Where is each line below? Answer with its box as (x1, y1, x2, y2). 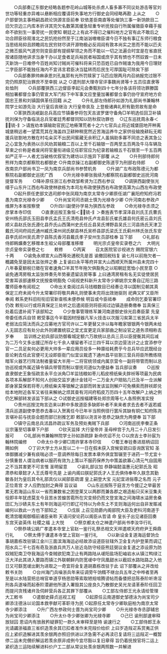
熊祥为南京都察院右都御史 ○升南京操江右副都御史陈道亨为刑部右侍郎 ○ (5, 159, 160, 165)
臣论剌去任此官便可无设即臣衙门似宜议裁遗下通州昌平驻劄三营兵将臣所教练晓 (5, 352, 162, 358)
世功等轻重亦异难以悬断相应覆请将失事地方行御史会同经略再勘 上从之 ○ (5, 10, 160, 16)
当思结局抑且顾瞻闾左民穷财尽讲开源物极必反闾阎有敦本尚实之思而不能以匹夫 (5, 42, 162, 47)
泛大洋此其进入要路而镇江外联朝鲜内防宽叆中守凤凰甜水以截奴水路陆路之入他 (5, 557, 162, 563)
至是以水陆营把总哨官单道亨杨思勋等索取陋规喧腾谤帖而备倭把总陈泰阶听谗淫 (5, 576, 162, 581)
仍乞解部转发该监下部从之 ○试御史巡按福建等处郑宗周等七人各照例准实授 (5, 395, 154, 401)
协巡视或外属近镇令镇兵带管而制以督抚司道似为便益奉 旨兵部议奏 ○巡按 (5, 364, 160, 370)
